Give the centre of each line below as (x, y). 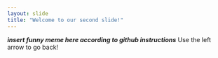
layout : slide (28, 13)
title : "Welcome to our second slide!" (66, 20)
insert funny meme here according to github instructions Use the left (109, 39)
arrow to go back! (33, 47)
